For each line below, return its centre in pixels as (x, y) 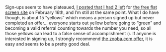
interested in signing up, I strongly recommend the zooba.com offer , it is (79, 39)
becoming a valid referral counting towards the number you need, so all (78, 28)
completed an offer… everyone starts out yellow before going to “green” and (83, 23)
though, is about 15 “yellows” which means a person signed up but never (80, 18)
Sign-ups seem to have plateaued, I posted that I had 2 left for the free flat (81, 7)
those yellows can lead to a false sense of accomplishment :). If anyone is (81, 33)
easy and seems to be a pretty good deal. (48, 44)
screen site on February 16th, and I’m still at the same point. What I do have (82, 12)
